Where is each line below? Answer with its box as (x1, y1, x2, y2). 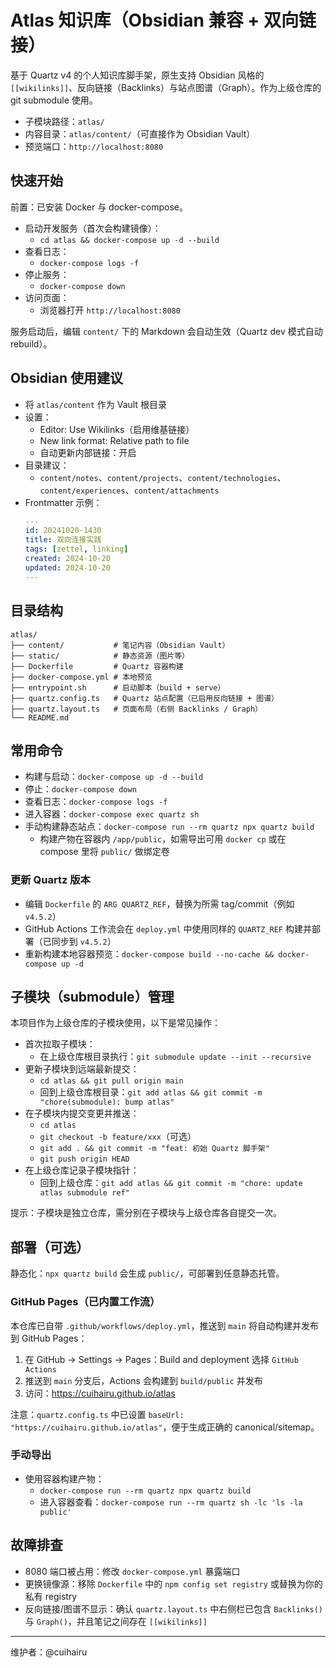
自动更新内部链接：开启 (39, 446, 137, 458)
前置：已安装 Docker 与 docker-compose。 (10, 201, 188, 213)
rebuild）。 (10, 337, 53, 350)
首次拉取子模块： (24, 1038, 96, 1050)
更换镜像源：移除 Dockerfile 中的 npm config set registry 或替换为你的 (24, 1577, 323, 1590)
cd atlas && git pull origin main (39, 1076, 184, 1086)
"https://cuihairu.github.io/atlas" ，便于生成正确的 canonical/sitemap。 (10, 1421, 320, 1433)
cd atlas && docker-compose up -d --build (39, 235, 220, 245)
